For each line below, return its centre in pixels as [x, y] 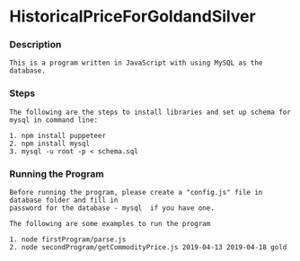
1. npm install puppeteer [57, 135]
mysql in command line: [54, 120]
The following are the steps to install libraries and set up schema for [150, 112]
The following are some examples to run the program [110, 224]
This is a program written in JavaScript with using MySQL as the [136, 63]
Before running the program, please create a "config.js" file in [136, 193]
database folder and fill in [64, 200]
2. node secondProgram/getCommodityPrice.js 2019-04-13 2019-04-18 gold [148, 248]
